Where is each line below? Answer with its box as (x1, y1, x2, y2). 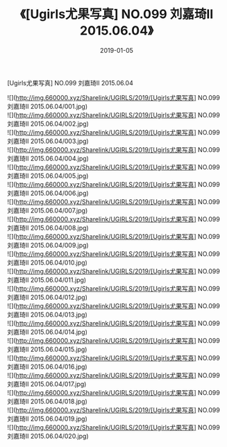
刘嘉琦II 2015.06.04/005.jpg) (7, 171, 89, 180)
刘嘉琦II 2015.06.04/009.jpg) (7, 241, 89, 249)
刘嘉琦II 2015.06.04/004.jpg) (7, 154, 89, 162)
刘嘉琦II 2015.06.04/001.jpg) (7, 102, 88, 110)
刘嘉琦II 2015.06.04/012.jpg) (7, 293, 88, 301)
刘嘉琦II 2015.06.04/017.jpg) (7, 380, 87, 388)
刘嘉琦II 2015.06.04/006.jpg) (7, 189, 89, 197)
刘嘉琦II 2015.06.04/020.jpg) (7, 432, 89, 440)
